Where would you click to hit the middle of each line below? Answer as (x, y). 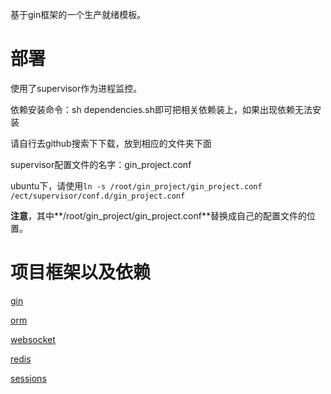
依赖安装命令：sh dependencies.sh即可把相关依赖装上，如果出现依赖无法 (161, 109)
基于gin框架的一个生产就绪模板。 (78, 14)
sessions (28, 378)
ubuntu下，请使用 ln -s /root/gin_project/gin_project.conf (136, 185)
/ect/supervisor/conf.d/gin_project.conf (98, 196)
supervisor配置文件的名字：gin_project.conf (101, 164)
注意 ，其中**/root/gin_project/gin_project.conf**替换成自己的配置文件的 (158, 215)
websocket (33, 339)
